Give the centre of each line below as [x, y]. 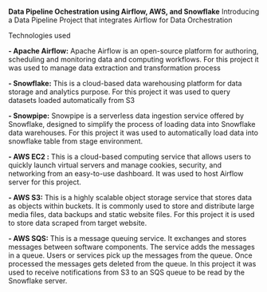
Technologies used [39, 36]
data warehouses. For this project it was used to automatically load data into [133, 132]
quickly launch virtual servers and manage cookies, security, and [115, 165]
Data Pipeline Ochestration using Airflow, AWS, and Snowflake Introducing [134, 12]
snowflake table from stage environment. [76, 141]
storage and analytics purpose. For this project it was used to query [120, 92]
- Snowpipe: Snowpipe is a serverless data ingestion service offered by [126, 116]
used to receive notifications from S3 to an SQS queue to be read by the [127, 272]
